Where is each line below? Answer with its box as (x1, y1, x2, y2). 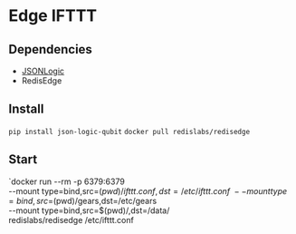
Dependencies (8, 42, 92, 57)
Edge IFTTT (8, 5, 98, 26)
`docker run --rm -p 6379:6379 (8, 176, 126, 187)
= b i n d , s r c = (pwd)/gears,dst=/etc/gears (8, 195, 158, 206)
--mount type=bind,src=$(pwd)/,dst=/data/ (8, 205, 170, 216)
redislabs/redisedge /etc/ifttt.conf (8, 214, 135, 225)
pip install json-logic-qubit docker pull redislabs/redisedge (8, 127, 251, 136)
